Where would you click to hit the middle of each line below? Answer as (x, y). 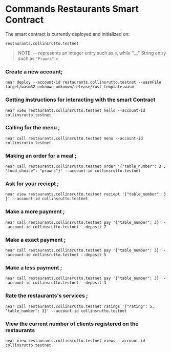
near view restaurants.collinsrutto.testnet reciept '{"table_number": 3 (86, 194)
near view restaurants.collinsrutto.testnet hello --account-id (75, 110)
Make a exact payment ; (36, 240)
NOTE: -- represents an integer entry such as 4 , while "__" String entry (92, 53)
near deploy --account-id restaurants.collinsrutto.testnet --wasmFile (83, 83)
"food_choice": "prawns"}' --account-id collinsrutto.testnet (73, 171)
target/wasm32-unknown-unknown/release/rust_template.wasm (70, 87)
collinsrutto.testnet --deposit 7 (69, 227)
